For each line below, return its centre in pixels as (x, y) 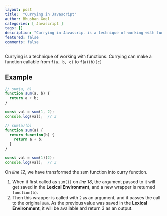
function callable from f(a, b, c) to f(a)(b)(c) (54, 62)
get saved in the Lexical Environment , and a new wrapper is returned (83, 187)
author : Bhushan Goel (28, 19)
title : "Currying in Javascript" (41, 14)
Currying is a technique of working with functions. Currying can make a (78, 56)
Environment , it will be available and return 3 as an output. (72, 208)
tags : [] (14, 28)
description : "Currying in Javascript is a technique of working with (80, 33)
